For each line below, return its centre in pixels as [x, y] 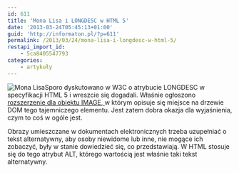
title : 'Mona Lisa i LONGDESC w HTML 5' [68, 21]
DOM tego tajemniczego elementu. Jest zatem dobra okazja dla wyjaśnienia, [120, 110]
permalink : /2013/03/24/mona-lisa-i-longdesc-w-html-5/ [92, 41]
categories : [25, 61]
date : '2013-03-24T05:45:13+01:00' [60, 27]
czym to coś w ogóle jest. [45, 117]
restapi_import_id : [36, 47]
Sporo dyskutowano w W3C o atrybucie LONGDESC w [125, 87]
